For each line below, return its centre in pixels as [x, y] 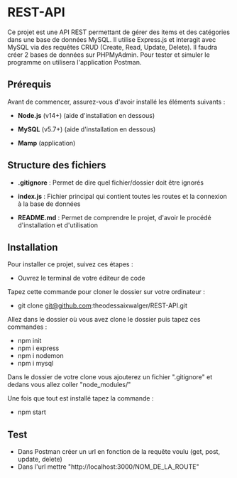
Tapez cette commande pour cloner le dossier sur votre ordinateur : [106, 292]
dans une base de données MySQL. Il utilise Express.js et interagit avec [112, 39]
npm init [29, 341]
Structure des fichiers [57, 165]
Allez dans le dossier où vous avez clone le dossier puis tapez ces [104, 320]
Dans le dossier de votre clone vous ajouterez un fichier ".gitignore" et [110, 377]
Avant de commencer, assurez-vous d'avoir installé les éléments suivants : [116, 102]
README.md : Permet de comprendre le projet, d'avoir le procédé [114, 217]
